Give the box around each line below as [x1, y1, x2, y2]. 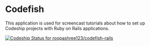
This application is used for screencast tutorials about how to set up [5, 20, 145, 26]
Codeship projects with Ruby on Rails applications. [5, 25, 109, 31]
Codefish [5, 3, 44, 15]
